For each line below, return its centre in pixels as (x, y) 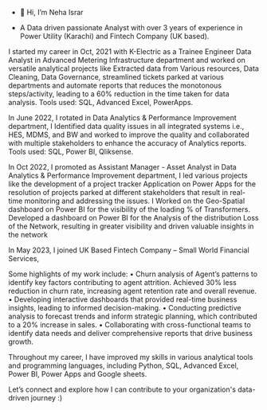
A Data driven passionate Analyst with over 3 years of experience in (131, 27)
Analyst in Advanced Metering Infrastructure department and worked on (127, 60)
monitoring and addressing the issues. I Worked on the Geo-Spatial (135, 201)
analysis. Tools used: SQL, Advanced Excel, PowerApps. (101, 102)
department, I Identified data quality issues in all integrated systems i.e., (126, 126)
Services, (24, 258)
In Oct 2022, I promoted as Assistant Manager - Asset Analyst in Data (122, 167)
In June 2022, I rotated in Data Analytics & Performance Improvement (122, 118)
